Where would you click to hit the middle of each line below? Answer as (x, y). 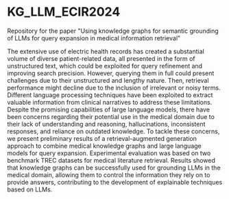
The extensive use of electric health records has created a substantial (106, 51)
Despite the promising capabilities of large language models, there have (109, 109)
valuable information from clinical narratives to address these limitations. (110, 102)
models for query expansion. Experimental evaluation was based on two (109, 153)
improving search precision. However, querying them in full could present (111, 73)
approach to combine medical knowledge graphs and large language (105, 146)
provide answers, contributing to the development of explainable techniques (115, 182)
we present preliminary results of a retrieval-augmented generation (102, 138)
